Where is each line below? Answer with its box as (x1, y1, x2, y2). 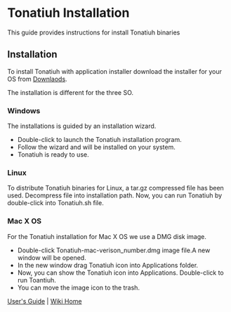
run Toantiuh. (17, 275, 56, 284)
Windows (7, 105, 41, 115)
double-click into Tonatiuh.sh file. (7, 199, 104, 207)
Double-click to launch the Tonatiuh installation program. (17, 136, 183, 144)
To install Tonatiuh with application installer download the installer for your (7, 67, 223, 75)
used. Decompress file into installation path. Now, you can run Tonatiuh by (7, 191, 223, 200)
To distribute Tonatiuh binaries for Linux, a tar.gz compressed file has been (7, 184, 225, 193)
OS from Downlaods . (7, 74, 68, 83)
